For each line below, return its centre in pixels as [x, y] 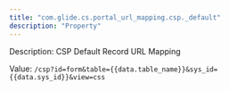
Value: [21, 69]
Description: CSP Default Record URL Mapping [95, 51]
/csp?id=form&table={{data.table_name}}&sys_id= [126, 69]
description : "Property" [55, 26]
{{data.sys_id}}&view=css [57, 77]
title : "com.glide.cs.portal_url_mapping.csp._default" [115, 17]
